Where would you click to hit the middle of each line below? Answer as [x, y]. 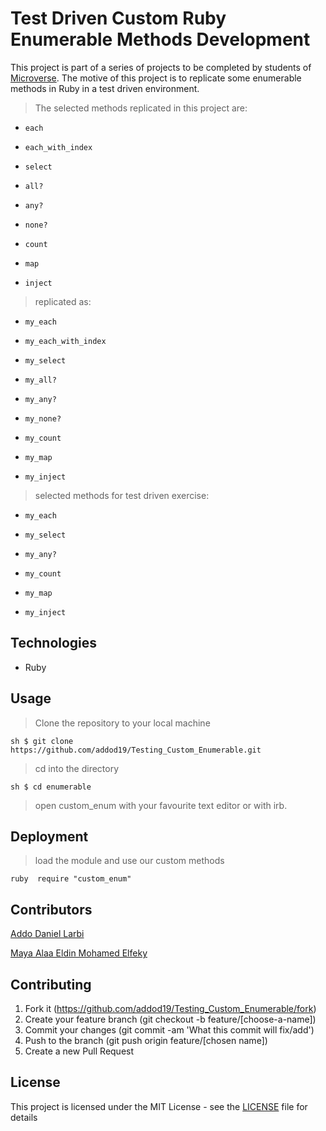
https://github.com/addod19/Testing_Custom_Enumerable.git [136, 750]
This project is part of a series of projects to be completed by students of [161, 67]
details [24, 1117]
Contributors [51, 909]
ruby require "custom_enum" [71, 879]
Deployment [49, 836]
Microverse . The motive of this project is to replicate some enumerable [156, 78]
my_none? [43, 418]
